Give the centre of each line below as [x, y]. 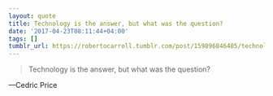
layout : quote [32, 16]
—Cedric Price [33, 85]
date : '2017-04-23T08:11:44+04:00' [69, 31]
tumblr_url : [28, 46]
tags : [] [23, 39]
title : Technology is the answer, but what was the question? [116, 24]
